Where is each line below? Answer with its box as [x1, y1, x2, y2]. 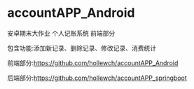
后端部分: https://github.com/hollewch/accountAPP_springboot [7, 74, 187, 82]
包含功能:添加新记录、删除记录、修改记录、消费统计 [7, 43, 157, 52]
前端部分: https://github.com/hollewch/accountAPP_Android [7, 58, 179, 67]
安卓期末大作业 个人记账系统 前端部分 [7, 29, 116, 37]
